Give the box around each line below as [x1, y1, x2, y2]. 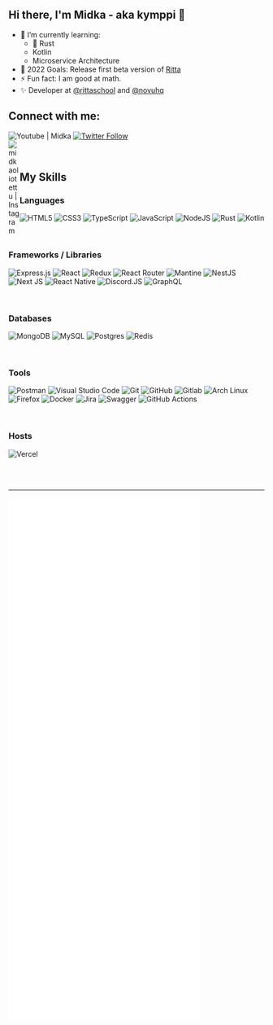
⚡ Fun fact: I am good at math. [19, 73, 122, 83]
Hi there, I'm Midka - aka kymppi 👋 [8, 8, 185, 22]
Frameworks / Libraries [8, 249, 102, 261]
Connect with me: [8, 109, 101, 123]
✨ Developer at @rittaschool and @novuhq [19, 85, 164, 94]
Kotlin [32, 46, 52, 57]
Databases [8, 313, 52, 324]
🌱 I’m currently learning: [19, 29, 101, 39]
